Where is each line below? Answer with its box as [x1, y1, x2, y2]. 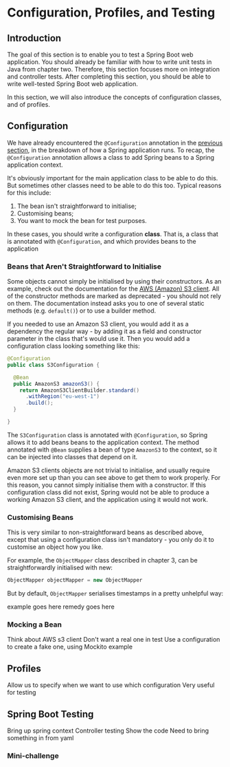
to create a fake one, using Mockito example [7, 642, 133, 651]
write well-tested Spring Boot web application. [7, 80, 139, 87]
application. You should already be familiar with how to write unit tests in [7, 58, 212, 66]
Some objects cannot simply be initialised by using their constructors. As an [7, 277, 222, 286]
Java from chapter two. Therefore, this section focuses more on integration [7, 65, 220, 73]
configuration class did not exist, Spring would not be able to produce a [7, 487, 209, 496]
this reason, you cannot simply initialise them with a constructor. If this [7, 481, 207, 489]
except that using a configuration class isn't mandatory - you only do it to [7, 536, 214, 544]
